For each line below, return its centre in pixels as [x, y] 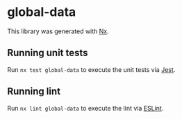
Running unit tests [48, 53]
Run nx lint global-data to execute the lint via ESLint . [85, 108]
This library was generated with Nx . [58, 31]
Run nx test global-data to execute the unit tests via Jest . [91, 69]
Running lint [34, 92]
